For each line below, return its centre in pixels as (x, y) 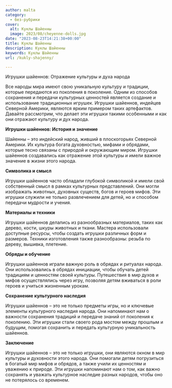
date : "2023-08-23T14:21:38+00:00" (43, 39)
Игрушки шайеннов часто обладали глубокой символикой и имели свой (85, 181)
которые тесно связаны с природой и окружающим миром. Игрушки (81, 150)
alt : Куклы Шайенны (31, 29)
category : (16, 15)
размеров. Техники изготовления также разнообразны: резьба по (78, 239)
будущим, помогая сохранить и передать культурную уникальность (80, 328)
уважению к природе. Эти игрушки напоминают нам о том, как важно (83, 369)
